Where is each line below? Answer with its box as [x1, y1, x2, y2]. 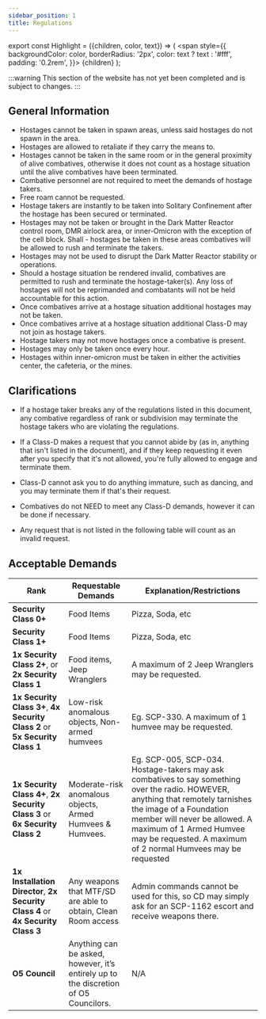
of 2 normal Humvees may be [131, 843, 241, 854]
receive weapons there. [131, 910, 219, 922]
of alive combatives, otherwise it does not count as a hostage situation [19, 159, 251, 169]
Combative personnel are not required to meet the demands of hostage [19, 176, 253, 185]
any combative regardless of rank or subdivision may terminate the [19, 414, 239, 423]
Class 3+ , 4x [12, 701, 61, 712]
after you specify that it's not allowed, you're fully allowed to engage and [19, 454, 257, 464]
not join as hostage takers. [19, 327, 107, 337]
